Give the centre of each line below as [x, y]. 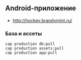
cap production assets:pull [35, 48]
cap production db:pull [30, 44]
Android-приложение [41, 8]
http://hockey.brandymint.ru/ [42, 20]
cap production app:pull [31, 53]
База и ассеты [24, 33]
